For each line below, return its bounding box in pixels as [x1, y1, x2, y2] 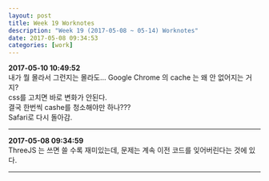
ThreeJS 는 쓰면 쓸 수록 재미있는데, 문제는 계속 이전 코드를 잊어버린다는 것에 [8, 145, 247, 155]
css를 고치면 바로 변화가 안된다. [8, 92, 108, 102]
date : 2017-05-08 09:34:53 [8, 33, 98, 42]
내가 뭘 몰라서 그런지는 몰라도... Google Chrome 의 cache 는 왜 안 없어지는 [8, 73, 244, 82]
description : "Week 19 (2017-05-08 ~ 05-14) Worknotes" [8, 26, 199, 34]
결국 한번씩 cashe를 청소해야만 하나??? [8, 103, 131, 112]
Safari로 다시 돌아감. [8, 112, 73, 122]
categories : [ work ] [8, 41, 74, 49]
